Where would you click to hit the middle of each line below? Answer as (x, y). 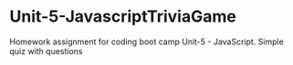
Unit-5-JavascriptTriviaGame (123, 17)
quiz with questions (46, 51)
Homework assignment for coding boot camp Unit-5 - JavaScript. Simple (147, 42)
